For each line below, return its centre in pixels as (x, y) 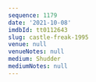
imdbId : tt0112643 (38, 30)
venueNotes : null (36, 52)
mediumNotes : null (38, 66)
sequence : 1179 (33, 15)
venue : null (27, 45)
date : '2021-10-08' (40, 23)
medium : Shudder (34, 59)
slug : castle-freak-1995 (48, 37)
